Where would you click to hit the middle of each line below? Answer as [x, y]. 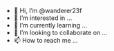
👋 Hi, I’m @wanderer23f [48, 11]
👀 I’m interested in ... [43, 18]
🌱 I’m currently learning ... [50, 25]
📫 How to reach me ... [46, 40]
